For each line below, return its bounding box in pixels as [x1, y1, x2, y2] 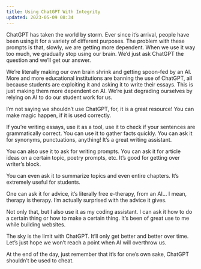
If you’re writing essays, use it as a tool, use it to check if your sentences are [6, 123, 196, 130]
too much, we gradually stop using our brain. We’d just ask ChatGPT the [6, 50, 184, 57]
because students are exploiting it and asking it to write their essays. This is [6, 80, 193, 88]
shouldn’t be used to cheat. [6, 256, 74, 264]
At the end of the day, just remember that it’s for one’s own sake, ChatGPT [6, 250, 189, 258]
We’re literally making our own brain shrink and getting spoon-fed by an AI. [6, 68, 192, 75]
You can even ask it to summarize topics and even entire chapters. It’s [6, 172, 179, 179]
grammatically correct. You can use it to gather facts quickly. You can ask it [6, 130, 193, 137]
